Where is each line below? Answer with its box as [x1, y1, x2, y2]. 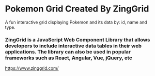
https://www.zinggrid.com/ [5, 65, 59, 71]
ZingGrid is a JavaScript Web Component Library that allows [5, 36, 150, 43]
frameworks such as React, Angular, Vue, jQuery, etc [5, 54, 132, 61]
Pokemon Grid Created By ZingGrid [5, 3, 149, 14]
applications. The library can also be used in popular [5, 48, 131, 55]
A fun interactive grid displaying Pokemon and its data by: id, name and [5, 19, 147, 25]
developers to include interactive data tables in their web [5, 42, 142, 49]
